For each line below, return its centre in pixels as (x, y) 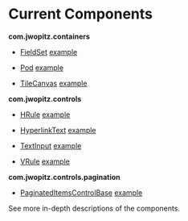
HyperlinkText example (58, 130)
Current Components (80, 14)
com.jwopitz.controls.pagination (64, 177)
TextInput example (51, 145)
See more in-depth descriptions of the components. (94, 208)
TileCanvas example (53, 83)
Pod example (42, 67)
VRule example (45, 161)
